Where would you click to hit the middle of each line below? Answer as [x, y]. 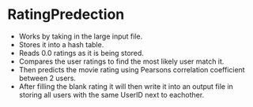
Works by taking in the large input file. [81, 36]
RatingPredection [66, 15]
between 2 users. [47, 78]
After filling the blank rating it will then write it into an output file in [126, 86]
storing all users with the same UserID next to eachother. [111, 94]
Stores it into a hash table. [61, 44]
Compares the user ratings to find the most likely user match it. [121, 61]
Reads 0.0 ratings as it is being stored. [81, 53]
